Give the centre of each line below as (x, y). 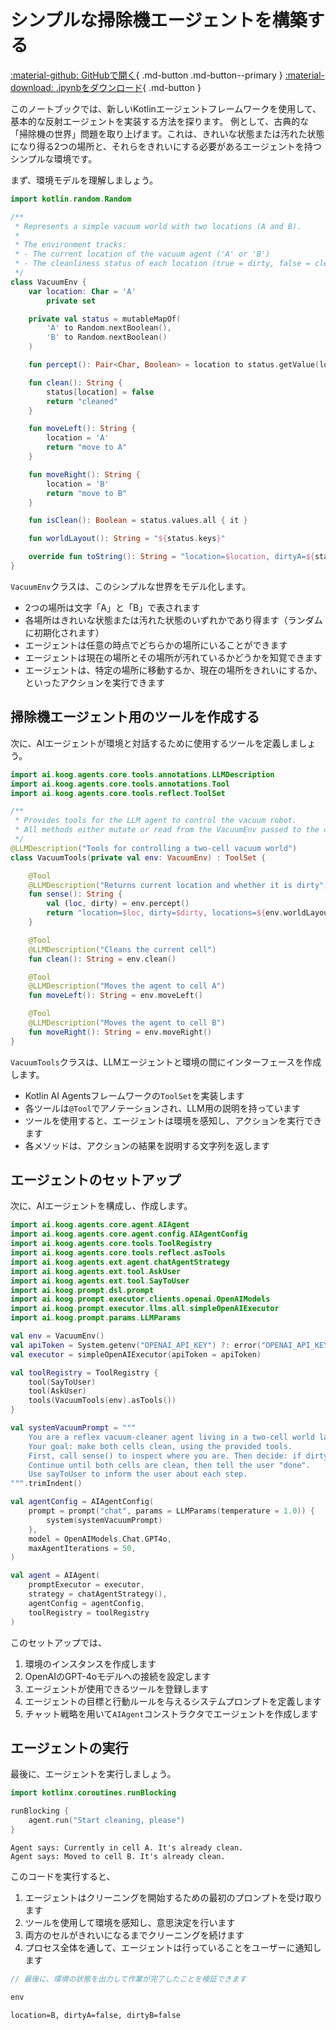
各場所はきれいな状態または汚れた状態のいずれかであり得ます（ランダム (173, 620)
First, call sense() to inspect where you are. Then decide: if (165, 1456)
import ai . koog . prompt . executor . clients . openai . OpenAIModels (140, 1299)
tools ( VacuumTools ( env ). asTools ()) (102, 1401)
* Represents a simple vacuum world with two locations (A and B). (158, 226)
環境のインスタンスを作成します (90, 1663)
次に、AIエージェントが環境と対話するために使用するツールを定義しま (154, 743)
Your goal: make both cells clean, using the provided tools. (160, 1446)
